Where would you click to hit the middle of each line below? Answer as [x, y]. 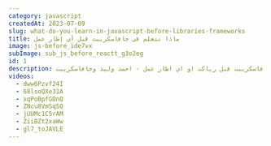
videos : [22, 76]
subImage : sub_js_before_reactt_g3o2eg [76, 54]
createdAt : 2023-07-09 [47, 24]
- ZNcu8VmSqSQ [39, 106]
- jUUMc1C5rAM [39, 114]
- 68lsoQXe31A [39, 91]
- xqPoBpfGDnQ [39, 99]
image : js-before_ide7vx [50, 46]
